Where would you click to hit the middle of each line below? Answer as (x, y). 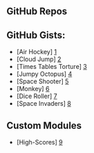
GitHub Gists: (36, 35)
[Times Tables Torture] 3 (51, 67)
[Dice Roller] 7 (37, 96)
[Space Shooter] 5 (43, 81)
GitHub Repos (37, 11)
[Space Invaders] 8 (44, 104)
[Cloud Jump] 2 (39, 59)
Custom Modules (44, 126)
